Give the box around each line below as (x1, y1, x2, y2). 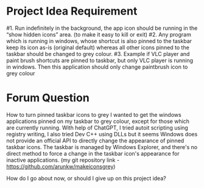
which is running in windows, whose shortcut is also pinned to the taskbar (6, 37, 192, 44)
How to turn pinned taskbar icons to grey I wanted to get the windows (6, 111, 181, 118)
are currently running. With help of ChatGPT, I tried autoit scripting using (6, 124, 189, 131)
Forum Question (6, 91, 90, 105)
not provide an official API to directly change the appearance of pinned (6, 137, 185, 144)
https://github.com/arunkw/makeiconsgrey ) (6, 162, 116, 170)
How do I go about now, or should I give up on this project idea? (6, 175, 166, 182)
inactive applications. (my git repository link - (6, 156, 120, 164)
